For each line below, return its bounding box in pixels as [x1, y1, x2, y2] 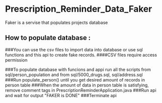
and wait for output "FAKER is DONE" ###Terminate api [5, 92, 117, 98]
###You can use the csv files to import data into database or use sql [5, 46, 143, 52]
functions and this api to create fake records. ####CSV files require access [5, 52, 158, 58]
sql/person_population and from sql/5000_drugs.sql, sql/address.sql [5, 72, 143, 78]
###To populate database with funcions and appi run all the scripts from [5, 66, 151, 72]
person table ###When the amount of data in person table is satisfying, [5, 82, 149, 88]
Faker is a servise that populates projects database [5, 20, 108, 25]
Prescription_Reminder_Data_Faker [5, 3, 152, 15]
